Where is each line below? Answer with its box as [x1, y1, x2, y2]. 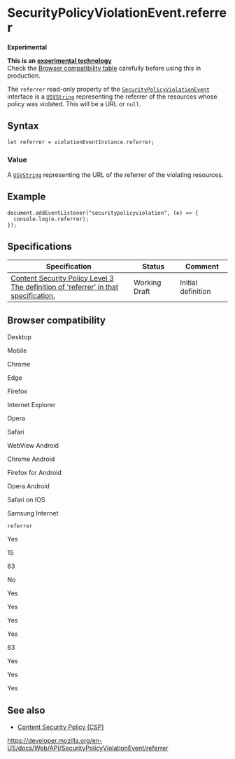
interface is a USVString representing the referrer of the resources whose [7, 92, 218, 101]
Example [7, 191, 46, 203]
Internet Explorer [7, 401, 56, 409]
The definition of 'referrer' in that [10, 282, 119, 292]
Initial [179, 278, 198, 288]
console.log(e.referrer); [13, 215, 90, 222]
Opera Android [7, 482, 50, 490]
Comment [185, 261, 219, 271]
